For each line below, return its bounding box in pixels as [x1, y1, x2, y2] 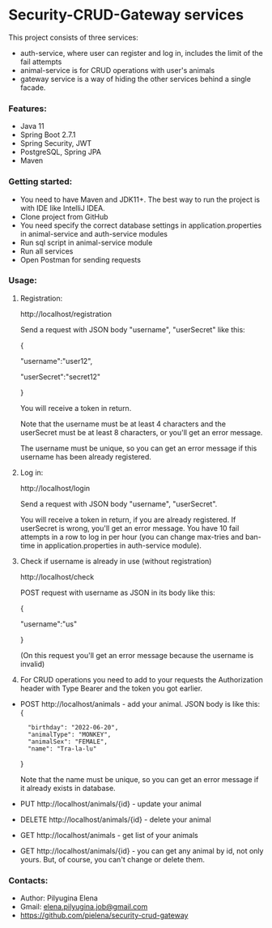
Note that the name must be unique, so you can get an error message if [19, 774, 259, 784]
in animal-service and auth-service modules [19, 229, 168, 238]
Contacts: [8, 875, 49, 886]
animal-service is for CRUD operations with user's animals [19, 65, 215, 75]
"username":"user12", [19, 356, 93, 366]
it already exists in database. [19, 783, 116, 793]
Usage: [8, 275, 38, 286]
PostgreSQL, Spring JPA [19, 148, 101, 157]
